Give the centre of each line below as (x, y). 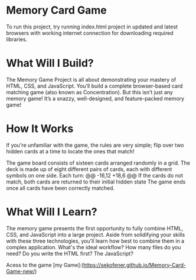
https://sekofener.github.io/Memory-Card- (134, 265)
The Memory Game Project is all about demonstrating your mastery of (91, 79)
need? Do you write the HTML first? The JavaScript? (70, 253)
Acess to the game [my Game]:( (45, 265)
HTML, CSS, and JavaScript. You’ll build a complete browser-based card (94, 86)
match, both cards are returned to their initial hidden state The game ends (96, 182)
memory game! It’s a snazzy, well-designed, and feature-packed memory (95, 98)
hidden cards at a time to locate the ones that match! (70, 151)
